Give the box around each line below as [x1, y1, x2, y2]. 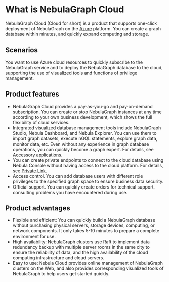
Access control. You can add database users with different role [12, 173, 143, 179]
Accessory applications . [12, 152, 63, 158]
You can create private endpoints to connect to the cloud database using [12, 157, 164, 163]
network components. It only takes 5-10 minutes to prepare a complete [12, 228, 160, 234]
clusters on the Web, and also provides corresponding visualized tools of [12, 265, 164, 271]
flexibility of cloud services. [12, 119, 70, 125]
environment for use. [12, 233, 56, 240]
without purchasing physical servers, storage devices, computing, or [12, 222, 155, 228]
